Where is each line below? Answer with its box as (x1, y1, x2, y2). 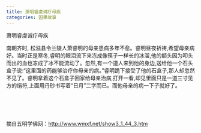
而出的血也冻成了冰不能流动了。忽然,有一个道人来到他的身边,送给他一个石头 (6, 59, 194, 66)
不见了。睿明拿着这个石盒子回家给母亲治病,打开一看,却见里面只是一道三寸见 (6, 74, 194, 81)
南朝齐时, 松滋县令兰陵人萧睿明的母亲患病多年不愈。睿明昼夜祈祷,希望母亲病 (6, 44, 195, 52)
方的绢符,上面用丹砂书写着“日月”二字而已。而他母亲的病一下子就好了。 (6, 81, 181, 89)
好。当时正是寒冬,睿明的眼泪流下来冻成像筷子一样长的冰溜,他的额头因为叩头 (6, 52, 194, 59)
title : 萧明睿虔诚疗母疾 (6, 8, 61, 15)
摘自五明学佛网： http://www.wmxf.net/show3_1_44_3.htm (6, 120, 148, 127)
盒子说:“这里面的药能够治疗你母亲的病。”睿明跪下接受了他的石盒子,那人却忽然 (6, 66, 195, 74)
